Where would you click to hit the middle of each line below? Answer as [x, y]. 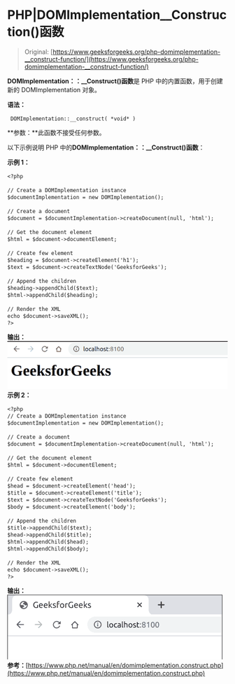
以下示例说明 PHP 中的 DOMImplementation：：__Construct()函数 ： [106, 147]
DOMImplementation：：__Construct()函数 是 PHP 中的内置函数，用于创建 [115, 81]
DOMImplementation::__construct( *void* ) [73, 119]
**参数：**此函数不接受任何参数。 [57, 132]
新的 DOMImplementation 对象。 [54, 89]
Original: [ [38, 52]
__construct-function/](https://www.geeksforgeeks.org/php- [112, 59]
